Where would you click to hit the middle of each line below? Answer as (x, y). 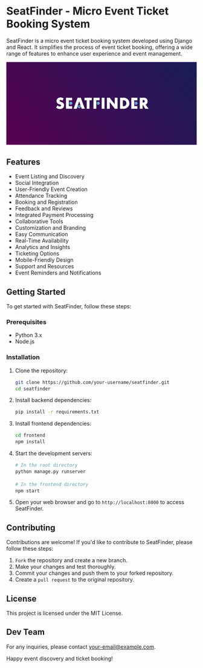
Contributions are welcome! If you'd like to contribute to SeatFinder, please (99, 542)
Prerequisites (26, 322)
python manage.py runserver (50, 472)
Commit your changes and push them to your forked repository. (94, 573)
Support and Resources (44, 267)
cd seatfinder (33, 389)
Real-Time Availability (42, 241)
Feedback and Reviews (44, 209)
